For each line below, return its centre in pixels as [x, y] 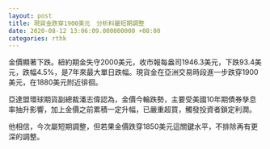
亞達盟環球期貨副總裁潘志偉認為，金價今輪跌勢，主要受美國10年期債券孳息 [133, 99]
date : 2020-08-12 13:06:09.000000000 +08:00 [84, 31]
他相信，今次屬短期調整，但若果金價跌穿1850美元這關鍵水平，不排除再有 [130, 126]
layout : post [30, 16]
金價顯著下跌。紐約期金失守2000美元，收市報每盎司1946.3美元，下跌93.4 [132, 62]
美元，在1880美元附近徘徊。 [55, 82]
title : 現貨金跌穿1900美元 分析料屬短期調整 [77, 23]
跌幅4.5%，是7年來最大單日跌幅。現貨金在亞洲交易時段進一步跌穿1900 [140, 72]
